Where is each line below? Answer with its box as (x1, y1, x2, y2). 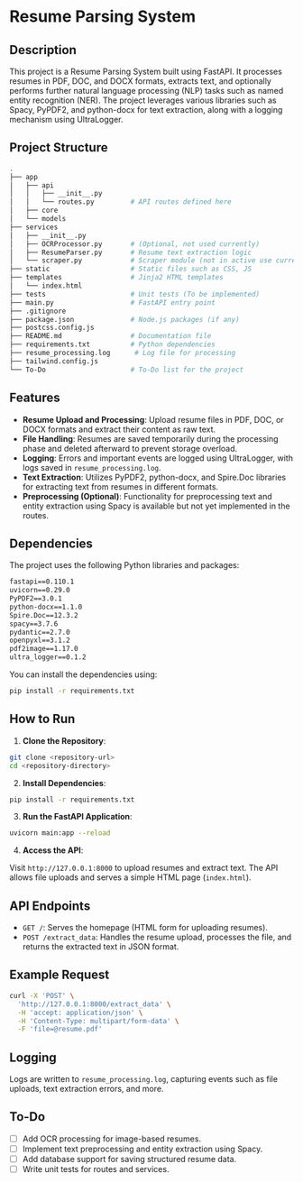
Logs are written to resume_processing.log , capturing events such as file (9, 1074, 278, 1085)
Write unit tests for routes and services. (22, 1164, 170, 1175)
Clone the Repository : (22, 735, 106, 746)
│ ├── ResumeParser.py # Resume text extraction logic (9, 248, 252, 257)
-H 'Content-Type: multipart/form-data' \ (17, 1016, 179, 1025)
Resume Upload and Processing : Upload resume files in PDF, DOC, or (22, 414, 284, 425)
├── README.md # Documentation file (9, 332, 212, 341)
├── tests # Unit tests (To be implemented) (9, 289, 260, 298)
